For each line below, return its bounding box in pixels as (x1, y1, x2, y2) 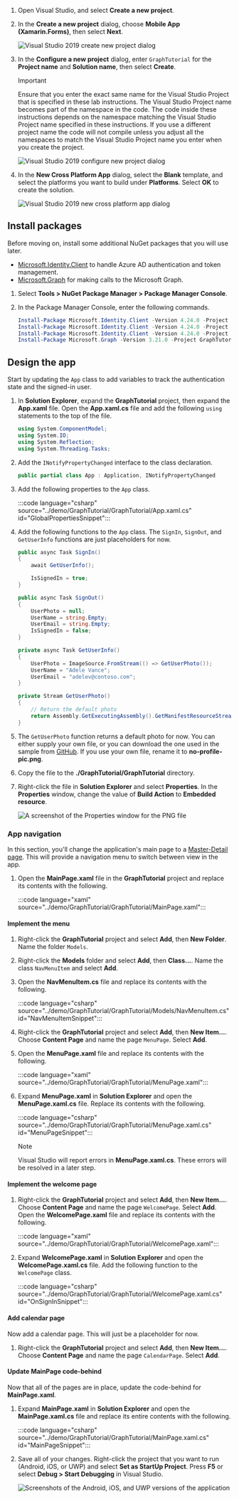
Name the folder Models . (17, 943, 89, 951)
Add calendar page (7, 1313, 65, 1322)
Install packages (7, 220, 82, 232)
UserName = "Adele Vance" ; (31, 667, 111, 674)
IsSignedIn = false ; (31, 627, 92, 635)
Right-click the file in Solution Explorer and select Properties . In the (17, 782, 218, 790)
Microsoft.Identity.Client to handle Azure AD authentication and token (17, 260, 221, 269)
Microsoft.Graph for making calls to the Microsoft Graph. (17, 275, 184, 284)
